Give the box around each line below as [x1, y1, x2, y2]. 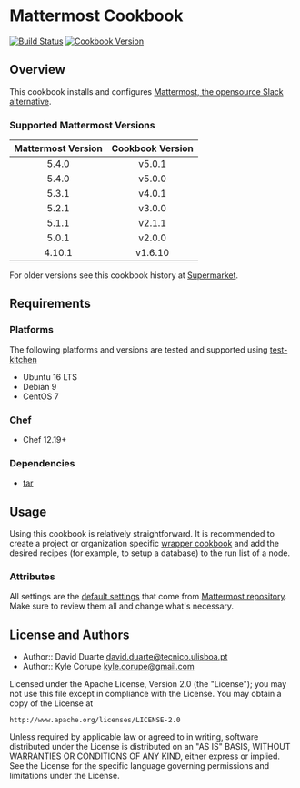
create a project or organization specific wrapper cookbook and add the [9, 538, 280, 549]
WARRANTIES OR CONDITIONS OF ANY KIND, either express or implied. [9, 751, 280, 762]
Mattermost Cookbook [9, 5, 184, 26]
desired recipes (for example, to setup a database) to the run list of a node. [9, 548, 291, 558]
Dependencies [9, 456, 75, 469]
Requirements [9, 296, 91, 312]
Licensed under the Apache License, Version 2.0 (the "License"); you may [9, 679, 287, 690]
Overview [9, 62, 66, 77]
